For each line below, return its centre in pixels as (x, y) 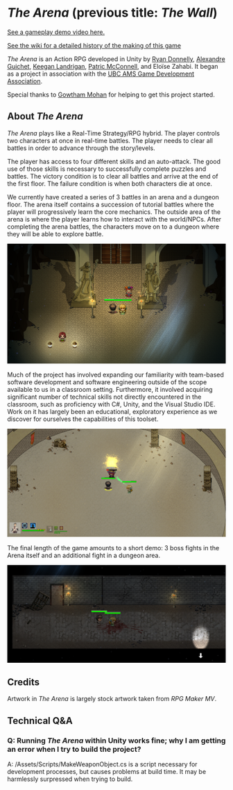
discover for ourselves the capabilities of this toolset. (83, 419)
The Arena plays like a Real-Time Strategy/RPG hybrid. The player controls (114, 133)
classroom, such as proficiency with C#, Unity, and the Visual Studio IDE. (111, 404)
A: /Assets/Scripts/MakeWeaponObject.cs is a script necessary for (102, 764)
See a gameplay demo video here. (56, 32)
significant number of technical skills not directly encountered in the (104, 397)
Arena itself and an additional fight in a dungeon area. (84, 556)
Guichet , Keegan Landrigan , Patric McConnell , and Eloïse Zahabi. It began (113, 66)
